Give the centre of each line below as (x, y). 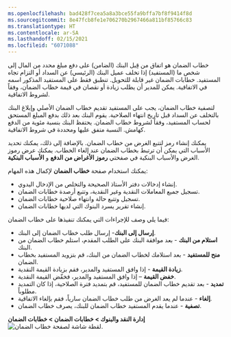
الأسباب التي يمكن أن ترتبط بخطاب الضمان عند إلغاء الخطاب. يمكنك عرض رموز (109, 150)
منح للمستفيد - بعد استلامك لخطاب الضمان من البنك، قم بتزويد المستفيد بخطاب (119, 254)
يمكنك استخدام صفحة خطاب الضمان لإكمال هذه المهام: (78, 171)
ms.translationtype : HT (42, 26)
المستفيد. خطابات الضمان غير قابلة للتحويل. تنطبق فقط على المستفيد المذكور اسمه (114, 79)
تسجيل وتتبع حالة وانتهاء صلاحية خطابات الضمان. (79, 199)
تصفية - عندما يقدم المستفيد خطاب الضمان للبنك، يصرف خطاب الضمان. (109, 306)
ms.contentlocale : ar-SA (43, 33)
